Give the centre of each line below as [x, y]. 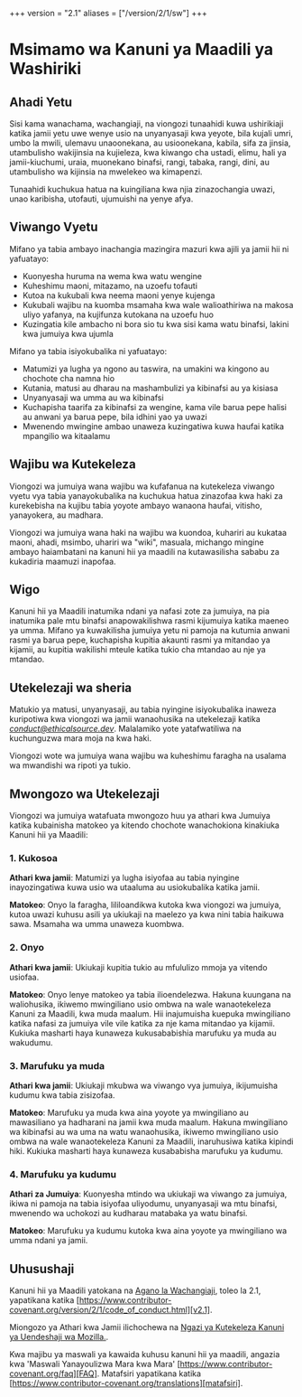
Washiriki [46, 69]
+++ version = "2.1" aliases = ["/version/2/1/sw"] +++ [108, 13]
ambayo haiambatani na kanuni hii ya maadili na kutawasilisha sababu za [144, 551]
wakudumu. [31, 1042]
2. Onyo [27, 948]
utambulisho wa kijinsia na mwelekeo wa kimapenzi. [106, 172]
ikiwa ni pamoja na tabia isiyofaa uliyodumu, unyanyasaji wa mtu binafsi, [143, 1204]
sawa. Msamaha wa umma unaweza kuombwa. [97, 924]
